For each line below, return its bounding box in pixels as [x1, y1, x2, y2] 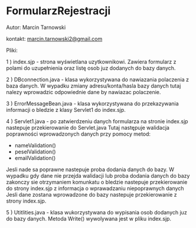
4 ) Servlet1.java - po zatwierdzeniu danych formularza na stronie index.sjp [6, 117, 188, 125]
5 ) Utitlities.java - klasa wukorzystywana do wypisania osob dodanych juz [6, 208, 187, 216]
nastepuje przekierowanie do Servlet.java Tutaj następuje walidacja [6, 124, 170, 131]
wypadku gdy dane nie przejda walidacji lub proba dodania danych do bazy [6, 172, 190, 179]
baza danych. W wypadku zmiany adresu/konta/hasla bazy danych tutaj [6, 82, 181, 89]
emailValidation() [14, 154, 56, 161]
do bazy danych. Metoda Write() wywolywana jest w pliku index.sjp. [6, 215, 172, 222]
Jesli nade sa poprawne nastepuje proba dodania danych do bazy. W [6, 166, 175, 173]
